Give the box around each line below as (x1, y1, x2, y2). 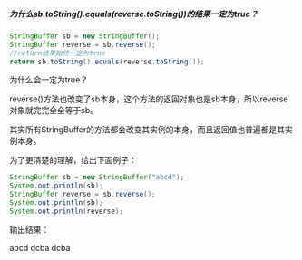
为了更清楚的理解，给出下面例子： (9, 155, 137, 166)
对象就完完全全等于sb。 (9, 105, 98, 116)
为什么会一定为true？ (9, 74, 89, 85)
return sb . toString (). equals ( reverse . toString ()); (9, 57, 205, 66)
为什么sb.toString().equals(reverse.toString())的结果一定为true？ (9, 8, 258, 19)
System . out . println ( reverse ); (9, 207, 124, 216)
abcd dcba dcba (9, 242, 71, 253)
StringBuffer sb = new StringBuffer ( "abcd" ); (9, 173, 184, 182)
